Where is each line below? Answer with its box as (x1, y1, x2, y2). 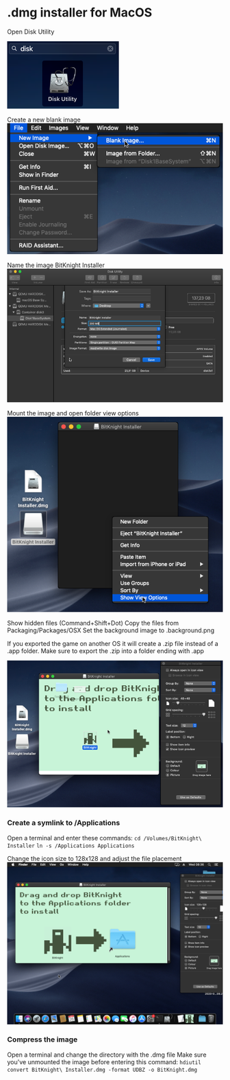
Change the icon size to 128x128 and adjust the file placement (7, 854, 182, 862)
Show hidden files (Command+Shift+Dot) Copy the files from (7, 619, 179, 627)
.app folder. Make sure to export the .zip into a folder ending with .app (7, 647, 204, 655)
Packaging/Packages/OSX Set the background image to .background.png (7, 626, 214, 634)
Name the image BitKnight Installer (7, 261, 105, 269)
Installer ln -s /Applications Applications (7, 842, 135, 849)
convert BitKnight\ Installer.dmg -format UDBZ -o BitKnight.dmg (7, 1066, 197, 1073)
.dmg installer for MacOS (7, 5, 153, 21)
